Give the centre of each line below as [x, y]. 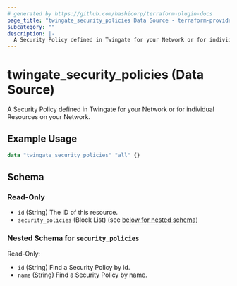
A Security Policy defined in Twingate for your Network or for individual [111, 109]
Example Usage [42, 139]
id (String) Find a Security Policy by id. [74, 267]
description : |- [31, 33]
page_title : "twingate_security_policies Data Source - [91, 20]
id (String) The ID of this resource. [68, 213]
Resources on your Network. [49, 117]
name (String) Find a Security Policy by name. [83, 275]
